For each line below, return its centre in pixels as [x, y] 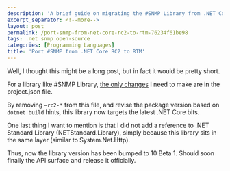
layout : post [26, 26]
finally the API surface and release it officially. [72, 160]
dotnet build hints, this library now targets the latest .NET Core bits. [103, 112]
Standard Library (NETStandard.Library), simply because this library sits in [112, 132]
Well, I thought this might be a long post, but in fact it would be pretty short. [114, 71]
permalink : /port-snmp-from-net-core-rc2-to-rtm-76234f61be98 [98, 32]
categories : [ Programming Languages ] [61, 45]
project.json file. [30, 91]
